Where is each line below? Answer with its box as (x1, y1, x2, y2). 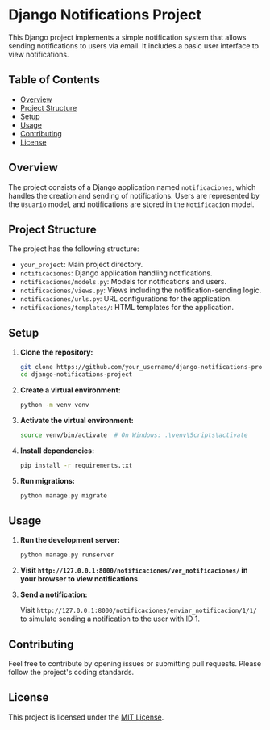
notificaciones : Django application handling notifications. (19, 268, 213, 278)
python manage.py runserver (19, 551, 114, 559)
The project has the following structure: (8, 244, 139, 254)
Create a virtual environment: (19, 385, 121, 395)
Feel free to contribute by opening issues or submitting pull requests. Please (8, 658, 262, 668)
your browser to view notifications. (19, 574, 141, 584)
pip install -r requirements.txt (19, 461, 133, 469)
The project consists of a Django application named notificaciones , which (8, 182, 256, 191)
